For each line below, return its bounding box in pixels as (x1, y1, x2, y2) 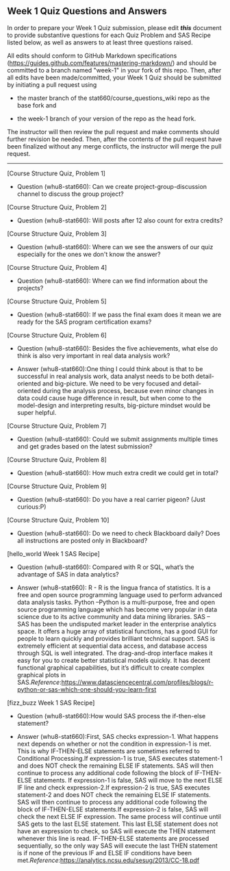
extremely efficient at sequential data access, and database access (16, 642, 207, 650)
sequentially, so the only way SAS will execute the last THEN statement (16, 842, 218, 850)
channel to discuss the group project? (16, 190, 125, 198)
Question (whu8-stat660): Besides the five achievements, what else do (16, 344, 218, 352)
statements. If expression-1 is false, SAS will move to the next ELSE (33, 776, 223, 784)
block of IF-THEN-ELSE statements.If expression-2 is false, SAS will (16, 805, 209, 813)
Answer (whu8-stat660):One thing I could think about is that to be (16, 364, 203, 373)
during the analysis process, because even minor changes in (42, 386, 214, 394)
